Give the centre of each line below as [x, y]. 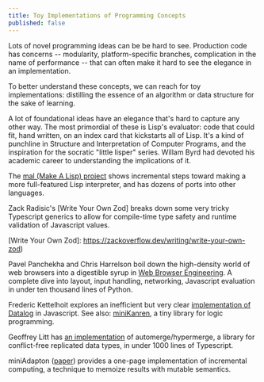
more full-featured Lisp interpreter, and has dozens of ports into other [122, 184]
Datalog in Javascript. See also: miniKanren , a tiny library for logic [116, 313]
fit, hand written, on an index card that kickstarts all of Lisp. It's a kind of [126, 135]
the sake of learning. [42, 103]
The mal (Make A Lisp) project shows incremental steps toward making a [127, 176]
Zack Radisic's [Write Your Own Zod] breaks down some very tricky [119, 208]
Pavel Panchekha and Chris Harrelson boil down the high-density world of [129, 264]
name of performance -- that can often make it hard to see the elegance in [130, 62]
